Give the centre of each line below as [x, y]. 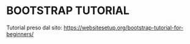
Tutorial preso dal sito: [35, 28]
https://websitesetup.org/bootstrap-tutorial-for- [123, 28]
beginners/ [20, 34]
